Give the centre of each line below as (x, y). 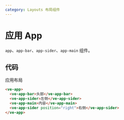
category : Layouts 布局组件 (33, 10)
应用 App (24, 36)
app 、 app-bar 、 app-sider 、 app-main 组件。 (49, 50)
